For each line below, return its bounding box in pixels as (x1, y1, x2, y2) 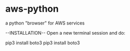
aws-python (5, 3, 59, 15)
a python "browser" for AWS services (5, 20, 85, 26)
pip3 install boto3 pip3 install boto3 (5, 39, 80, 46)
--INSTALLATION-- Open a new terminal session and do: (5, 30, 125, 36)
